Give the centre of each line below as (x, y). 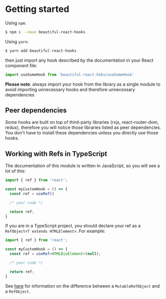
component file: (21, 65)
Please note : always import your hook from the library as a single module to (83, 84)
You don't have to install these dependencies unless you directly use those (82, 133)
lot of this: (15, 171)
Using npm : (16, 23)
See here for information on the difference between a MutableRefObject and (83, 286)
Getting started (37, 9)
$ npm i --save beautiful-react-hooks (45, 32)
